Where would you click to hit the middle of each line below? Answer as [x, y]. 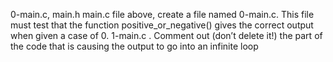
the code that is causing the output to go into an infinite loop [134, 46]
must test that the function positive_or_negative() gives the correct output [162, 25]
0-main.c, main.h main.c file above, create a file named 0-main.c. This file [162, 14]
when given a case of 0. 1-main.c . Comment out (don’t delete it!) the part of [166, 35]
